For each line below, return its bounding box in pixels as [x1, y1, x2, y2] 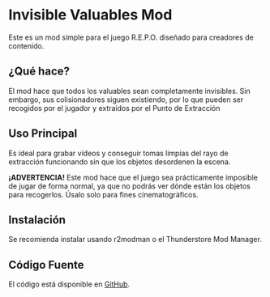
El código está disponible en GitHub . [8, 279, 131, 289]
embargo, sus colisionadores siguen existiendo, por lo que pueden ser [8, 95, 244, 104]
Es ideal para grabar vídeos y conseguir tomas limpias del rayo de [8, 148, 229, 158]
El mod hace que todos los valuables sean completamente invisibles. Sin [8, 86, 251, 95]
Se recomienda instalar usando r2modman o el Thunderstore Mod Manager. [8, 235, 262, 244]
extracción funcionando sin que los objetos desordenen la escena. [8, 156, 231, 167]
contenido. [8, 40, 45, 50]
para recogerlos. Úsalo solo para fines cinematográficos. [8, 189, 199, 199]
